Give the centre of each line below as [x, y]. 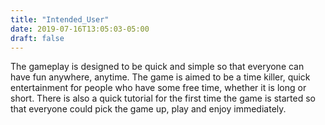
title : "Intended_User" [60, 19]
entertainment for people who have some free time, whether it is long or [158, 88]
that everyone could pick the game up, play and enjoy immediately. [148, 109]
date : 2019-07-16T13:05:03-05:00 [80, 29]
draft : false [37, 38]
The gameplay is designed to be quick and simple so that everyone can [157, 67]
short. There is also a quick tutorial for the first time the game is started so [163, 98]
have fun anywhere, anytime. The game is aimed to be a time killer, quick [160, 77]
